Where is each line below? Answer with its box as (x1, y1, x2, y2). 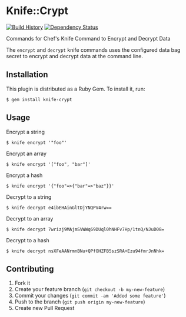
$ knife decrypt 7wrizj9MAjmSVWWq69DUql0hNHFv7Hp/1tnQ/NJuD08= (6, 226, 165, 232)
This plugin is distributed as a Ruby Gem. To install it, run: (6, 85, 145, 92)
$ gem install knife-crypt (6, 96, 72, 102)
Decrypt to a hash (6, 236, 50, 243)
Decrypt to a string (6, 193, 52, 201)
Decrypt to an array (6, 215, 54, 222)
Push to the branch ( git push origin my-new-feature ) (14, 298, 145, 305)
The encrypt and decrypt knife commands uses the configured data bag (6, 46, 181, 54)
